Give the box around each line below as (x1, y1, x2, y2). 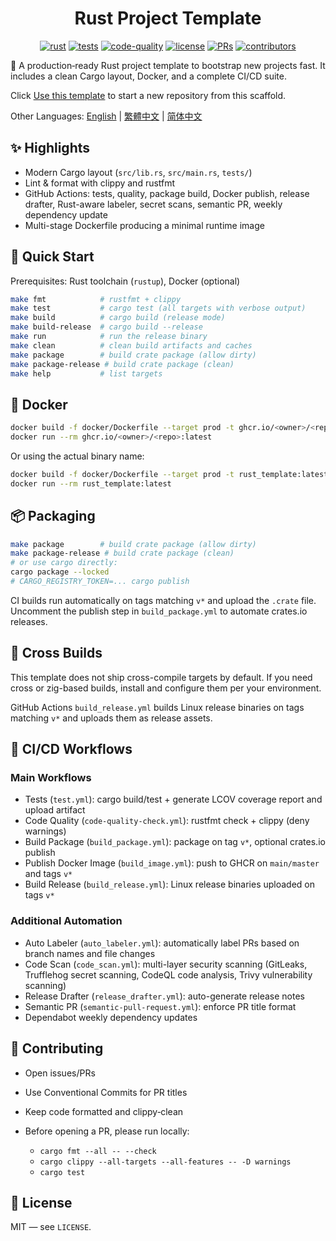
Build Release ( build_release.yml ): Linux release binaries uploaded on (24, 878, 316, 891)
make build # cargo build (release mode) (10, 313, 226, 323)
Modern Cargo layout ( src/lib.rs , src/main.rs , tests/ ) (24, 166, 253, 178)
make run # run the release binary (10, 332, 208, 342)
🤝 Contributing (10, 1040, 104, 1057)
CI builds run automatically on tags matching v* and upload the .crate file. (10, 594, 317, 606)
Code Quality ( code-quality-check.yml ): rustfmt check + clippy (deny (24, 815, 310, 827)
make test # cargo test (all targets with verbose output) (10, 303, 307, 314)
